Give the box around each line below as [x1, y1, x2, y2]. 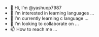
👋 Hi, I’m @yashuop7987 [10, 5, 62, 10]
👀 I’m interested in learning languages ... [10, 10, 94, 16]
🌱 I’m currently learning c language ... [10, 15, 89, 21]
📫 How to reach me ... [10, 26, 57, 32]
